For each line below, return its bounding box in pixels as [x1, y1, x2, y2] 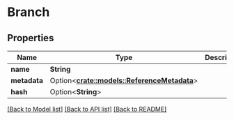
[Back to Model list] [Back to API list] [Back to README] [7, 105, 167, 113]
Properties [7, 32, 54, 44]
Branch [7, 4, 50, 20]
